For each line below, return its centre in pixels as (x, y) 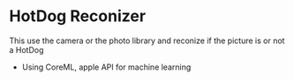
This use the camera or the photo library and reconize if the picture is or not (147, 40)
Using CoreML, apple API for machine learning (106, 67)
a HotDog (26, 49)
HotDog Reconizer (78, 16)
